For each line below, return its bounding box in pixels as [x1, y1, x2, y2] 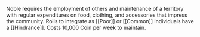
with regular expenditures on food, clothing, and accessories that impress [6, 11, 188, 18]
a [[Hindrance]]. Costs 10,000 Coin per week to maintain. [6, 24, 146, 31]
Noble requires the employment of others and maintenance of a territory [6, 5, 184, 12]
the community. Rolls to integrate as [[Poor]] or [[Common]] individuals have [6, 18, 194, 24]
